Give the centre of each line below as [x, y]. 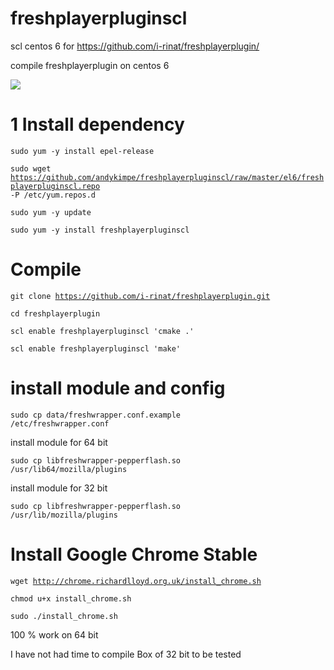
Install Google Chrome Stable [134, 554]
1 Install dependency [97, 124]
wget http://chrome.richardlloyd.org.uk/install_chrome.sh [136, 581]
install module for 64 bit [59, 442]
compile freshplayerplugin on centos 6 [90, 65]
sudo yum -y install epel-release [82, 151]
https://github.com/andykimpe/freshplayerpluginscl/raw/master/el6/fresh [167, 177]
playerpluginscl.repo [55, 186]
